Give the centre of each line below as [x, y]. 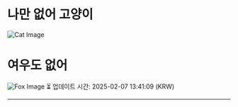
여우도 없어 [38, 66]
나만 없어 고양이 [50, 15]
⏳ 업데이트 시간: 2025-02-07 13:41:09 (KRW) [110, 86]
